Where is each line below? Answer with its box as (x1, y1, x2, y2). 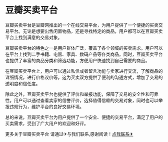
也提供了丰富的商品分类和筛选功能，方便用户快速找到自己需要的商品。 (5, 57, 150, 63)
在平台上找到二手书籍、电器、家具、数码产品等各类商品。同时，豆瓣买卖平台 (5, 51, 163, 57)
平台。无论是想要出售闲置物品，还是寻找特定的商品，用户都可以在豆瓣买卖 (9, 28, 163, 34)
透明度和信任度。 (5, 80, 40, 86)
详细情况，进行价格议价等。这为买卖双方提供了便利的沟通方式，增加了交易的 (5, 74, 163, 80)
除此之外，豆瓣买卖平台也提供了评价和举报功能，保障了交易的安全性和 (5, 91, 150, 97)
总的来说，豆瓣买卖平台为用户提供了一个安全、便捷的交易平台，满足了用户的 (5, 114, 163, 120)
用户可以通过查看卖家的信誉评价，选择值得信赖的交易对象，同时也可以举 (13, 97, 163, 103)
